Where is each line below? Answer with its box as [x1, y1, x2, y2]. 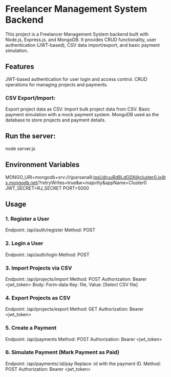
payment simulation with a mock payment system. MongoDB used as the [5, 112, 159, 118]
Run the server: [5, 132, 56, 140]
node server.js [5, 145, 36, 152]
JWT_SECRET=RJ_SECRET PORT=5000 [5, 185, 90, 191]
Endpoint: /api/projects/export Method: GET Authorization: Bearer [5, 306, 144, 312]
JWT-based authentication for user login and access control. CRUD [5, 76, 147, 82]
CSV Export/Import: [5, 94, 56, 101]
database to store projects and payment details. [5, 117, 106, 123]
